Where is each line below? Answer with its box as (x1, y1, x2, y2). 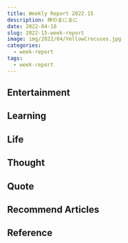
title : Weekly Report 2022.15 (7, 10, 94, 17)
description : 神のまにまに (7, 17, 78, 23)
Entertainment (7, 87, 70, 98)
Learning (7, 110, 47, 122)
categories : (7, 42, 41, 49)
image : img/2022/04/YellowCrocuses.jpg (7, 36, 122, 43)
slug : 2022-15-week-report (7, 29, 85, 36)
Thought (7, 157, 45, 169)
